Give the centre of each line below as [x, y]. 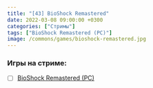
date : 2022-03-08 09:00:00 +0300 [55, 20]
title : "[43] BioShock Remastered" [58, 13]
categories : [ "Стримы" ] [41, 26]
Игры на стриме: [37, 63]
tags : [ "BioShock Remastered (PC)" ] [60, 33]
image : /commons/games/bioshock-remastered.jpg [77, 39]
